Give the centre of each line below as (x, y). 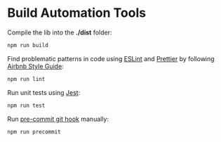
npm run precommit (34, 131)
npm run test (26, 105)
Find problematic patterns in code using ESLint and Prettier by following (111, 58)
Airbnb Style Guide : (36, 66)
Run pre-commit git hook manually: (58, 119)
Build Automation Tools (76, 13)
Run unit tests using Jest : (44, 92)
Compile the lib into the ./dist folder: (60, 32)
